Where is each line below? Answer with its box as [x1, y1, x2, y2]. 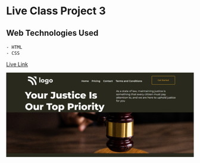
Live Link [6, 61, 29, 68]
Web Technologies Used [6, 28, 99, 38]
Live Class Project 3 [6, 4, 106, 18]
